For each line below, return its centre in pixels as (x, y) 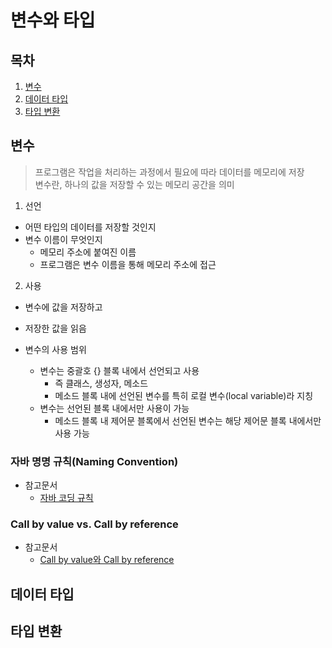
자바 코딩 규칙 (66, 498)
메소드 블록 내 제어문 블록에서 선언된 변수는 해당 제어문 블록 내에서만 (188, 420)
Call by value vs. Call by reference (94, 524)
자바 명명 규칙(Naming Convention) (94, 461)
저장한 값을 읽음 (55, 328)
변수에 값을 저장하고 (63, 307)
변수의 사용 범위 (55, 349)
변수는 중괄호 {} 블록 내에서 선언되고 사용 (119, 370)
